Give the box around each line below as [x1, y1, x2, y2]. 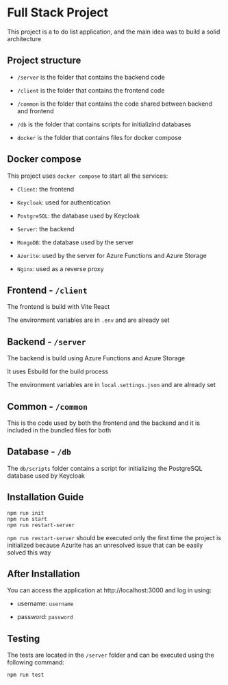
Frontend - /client [7, 284, 88, 296]
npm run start [7, 515, 48, 522]
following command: [7, 658, 65, 666]
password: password [16, 613, 73, 621]
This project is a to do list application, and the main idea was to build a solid [7, 27, 220, 36]
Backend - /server [7, 336, 86, 347]
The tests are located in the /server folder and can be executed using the [7, 651, 214, 660]
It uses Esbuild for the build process [7, 367, 109, 375]
